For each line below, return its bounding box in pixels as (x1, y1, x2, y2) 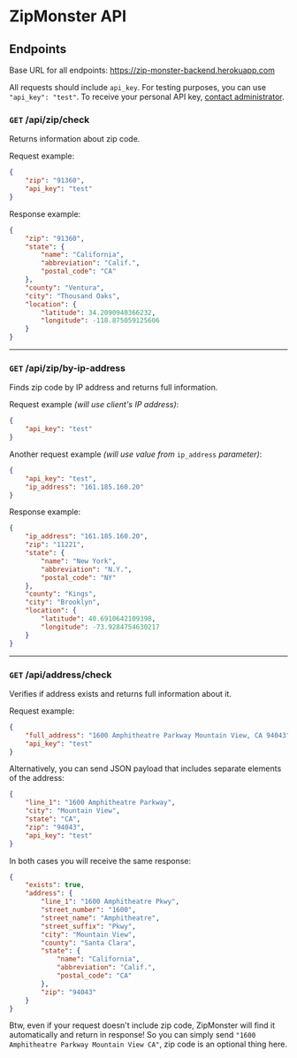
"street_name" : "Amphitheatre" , (41, 914, 161, 923)
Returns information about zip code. (9, 134, 141, 144)
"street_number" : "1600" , (41, 906, 137, 915)
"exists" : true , (25, 881, 86, 890)
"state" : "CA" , (25, 815, 81, 824)
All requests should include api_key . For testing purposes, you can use (9, 82, 267, 92)
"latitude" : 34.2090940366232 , (41, 308, 156, 317)
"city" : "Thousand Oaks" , (25, 291, 121, 300)
